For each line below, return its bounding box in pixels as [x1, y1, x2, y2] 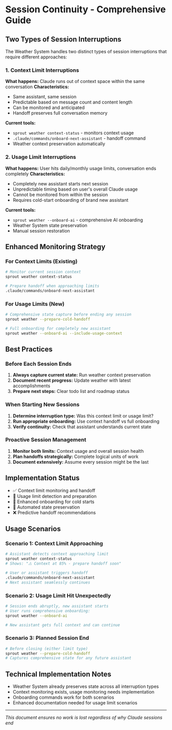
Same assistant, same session [12, 94, 77, 100]
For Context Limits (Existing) [5, 258, 78, 265]
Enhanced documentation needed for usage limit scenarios [12, 700, 138, 706]
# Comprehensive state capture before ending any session [5, 312, 132, 317]
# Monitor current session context [5, 269, 81, 275]
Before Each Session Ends [5, 360, 72, 367]
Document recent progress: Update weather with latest [12, 378, 131, 384]
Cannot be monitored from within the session [12, 191, 109, 198]
